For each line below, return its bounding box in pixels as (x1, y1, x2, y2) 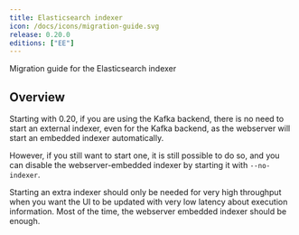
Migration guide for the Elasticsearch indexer (9, 63, 177, 74)
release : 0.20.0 (9, 30, 70, 39)
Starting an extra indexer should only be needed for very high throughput (9, 187, 282, 198)
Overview (9, 89, 66, 105)
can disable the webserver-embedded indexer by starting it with (9, 160, 248, 171)
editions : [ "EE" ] (9, 38, 75, 48)
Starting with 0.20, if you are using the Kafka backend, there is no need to (9, 114, 285, 125)
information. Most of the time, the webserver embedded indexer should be (9, 206, 287, 217)
